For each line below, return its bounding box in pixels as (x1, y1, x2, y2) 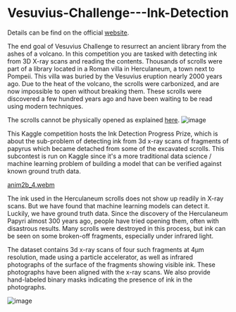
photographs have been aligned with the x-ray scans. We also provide (7, 268, 211, 276)
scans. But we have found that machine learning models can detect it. (7, 201, 210, 210)
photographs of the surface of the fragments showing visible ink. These (7, 260, 216, 269)
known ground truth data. (7, 167, 81, 175)
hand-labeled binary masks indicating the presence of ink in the (7, 275, 192, 284)
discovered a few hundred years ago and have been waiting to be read (7, 94, 213, 103)
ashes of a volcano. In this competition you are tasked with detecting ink (7, 49, 218, 58)
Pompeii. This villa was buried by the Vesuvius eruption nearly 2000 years (7, 72, 223, 80)
